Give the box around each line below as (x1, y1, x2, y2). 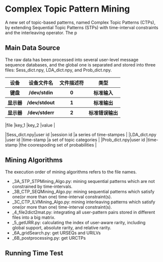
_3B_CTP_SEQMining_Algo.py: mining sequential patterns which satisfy (12, 188, 155, 195)
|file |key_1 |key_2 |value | (5, 122, 55, 128)
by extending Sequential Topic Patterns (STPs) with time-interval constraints (5, 24, 159, 30)
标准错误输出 (88, 109, 118, 116)
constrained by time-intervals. (12, 183, 73, 189)
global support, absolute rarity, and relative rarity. (12, 225, 111, 230)
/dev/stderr (27, 109, 54, 116)
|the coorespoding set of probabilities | (18, 142, 97, 147)
